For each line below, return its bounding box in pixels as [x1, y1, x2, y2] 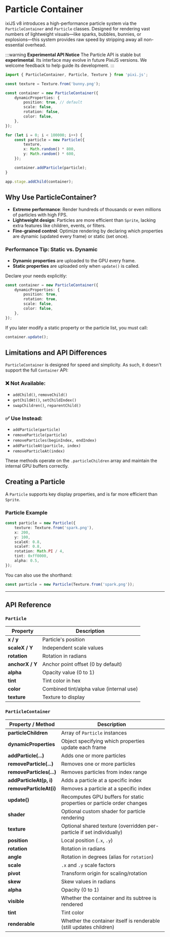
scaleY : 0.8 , [14, 544, 42, 549]
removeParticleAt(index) [12, 449, 65, 454]
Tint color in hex [42, 677, 81, 684]
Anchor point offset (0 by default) [42, 661, 122, 668]
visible [8, 898, 24, 905]
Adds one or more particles [61, 752, 126, 759]
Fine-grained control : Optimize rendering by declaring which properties [12, 228, 163, 234]
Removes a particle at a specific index [61, 785, 151, 792]
